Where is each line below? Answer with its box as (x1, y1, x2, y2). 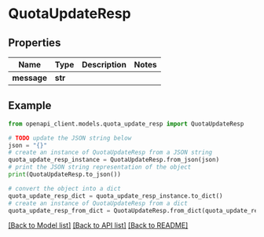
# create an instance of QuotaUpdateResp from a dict (8, 199, 189, 207)
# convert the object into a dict (8, 184, 122, 192)
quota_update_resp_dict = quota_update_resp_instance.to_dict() (8, 191, 223, 200)
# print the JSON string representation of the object (8, 163, 192, 171)
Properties (8, 36, 61, 49)
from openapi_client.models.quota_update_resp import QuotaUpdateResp (8, 119, 244, 128)
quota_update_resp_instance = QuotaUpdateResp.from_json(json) (8, 156, 220, 164)
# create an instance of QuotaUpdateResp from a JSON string (8, 148, 213, 157)
